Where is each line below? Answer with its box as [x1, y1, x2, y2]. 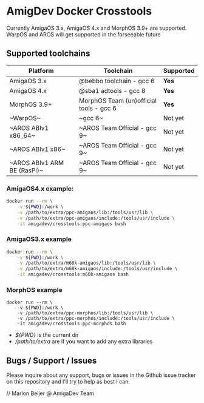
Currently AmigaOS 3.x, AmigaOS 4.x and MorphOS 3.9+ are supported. [6, 24, 187, 32]
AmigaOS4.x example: [6, 184, 74, 192]
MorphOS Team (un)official [78, 96, 157, 104]
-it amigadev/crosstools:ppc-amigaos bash [17, 220, 126, 227]
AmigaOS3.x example [6, 235, 72, 243]
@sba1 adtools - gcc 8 [78, 86, 146, 95]
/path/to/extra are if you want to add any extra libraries [15, 338, 153, 345]
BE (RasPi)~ [9, 166, 44, 174]
